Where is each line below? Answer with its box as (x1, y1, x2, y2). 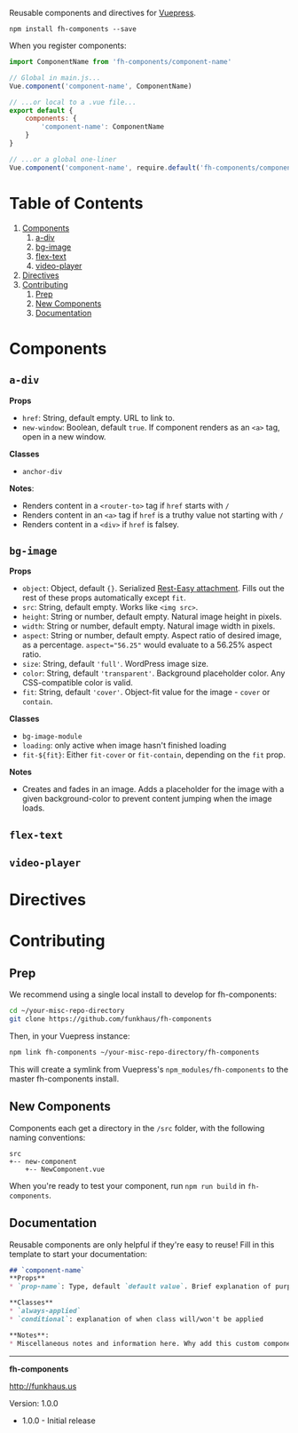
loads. (21, 803, 45, 813)
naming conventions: (9, 1132, 86, 1143)
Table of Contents (9, 193, 144, 213)
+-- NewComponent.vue (25, 1165, 105, 1174)
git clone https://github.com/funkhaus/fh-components (9, 1015, 213, 1024)
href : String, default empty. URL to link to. (21, 412, 176, 423)
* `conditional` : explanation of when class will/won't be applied (9, 1314, 264, 1324)
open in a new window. (21, 431, 106, 442)
